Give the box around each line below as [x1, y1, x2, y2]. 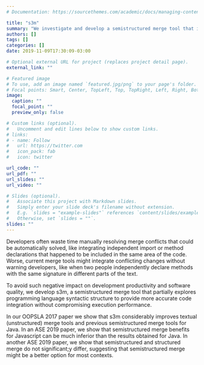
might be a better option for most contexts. [6, 351, 114, 358]
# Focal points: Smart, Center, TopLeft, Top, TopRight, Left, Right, [6, 87, 189, 93]
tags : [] [6, 37, 29, 43]
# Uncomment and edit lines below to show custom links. [6, 126, 159, 132]
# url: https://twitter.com [6, 143, 83, 149]
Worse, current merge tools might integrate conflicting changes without [6, 257, 185, 264]
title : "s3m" [6, 19, 39, 26]
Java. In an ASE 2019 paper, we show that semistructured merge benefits [6, 326, 190, 333]
